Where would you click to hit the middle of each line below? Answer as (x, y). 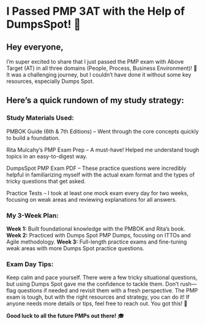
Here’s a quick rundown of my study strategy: (95, 100)
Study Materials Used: (40, 118)
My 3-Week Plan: (33, 215)
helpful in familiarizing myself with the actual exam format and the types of (100, 174)
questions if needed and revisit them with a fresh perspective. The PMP (108, 291)
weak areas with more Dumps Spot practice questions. (76, 248)
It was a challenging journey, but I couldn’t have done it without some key (99, 75)
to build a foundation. (33, 138)
